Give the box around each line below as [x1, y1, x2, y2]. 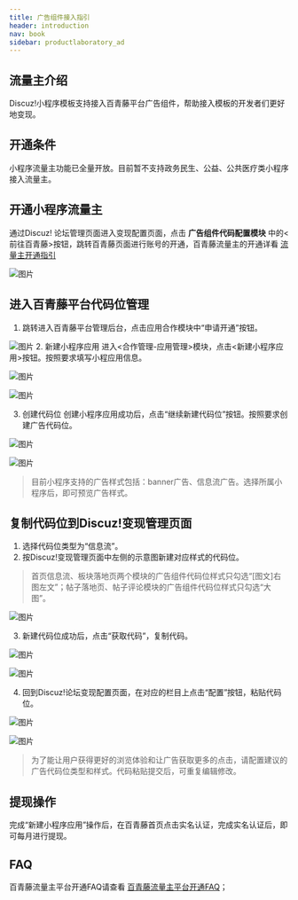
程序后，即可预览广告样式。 [30, 487, 133, 497]
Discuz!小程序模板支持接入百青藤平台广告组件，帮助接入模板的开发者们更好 [9, 98, 286, 109]
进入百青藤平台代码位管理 [9, 297, 149, 312]
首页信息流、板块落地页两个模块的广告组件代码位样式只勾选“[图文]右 [30, 571, 282, 582]
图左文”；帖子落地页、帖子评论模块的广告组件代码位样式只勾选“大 [30, 582, 272, 592]
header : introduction [9, 21, 90, 30]
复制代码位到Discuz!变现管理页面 [9, 515, 192, 530]
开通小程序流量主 [9, 202, 103, 217]
